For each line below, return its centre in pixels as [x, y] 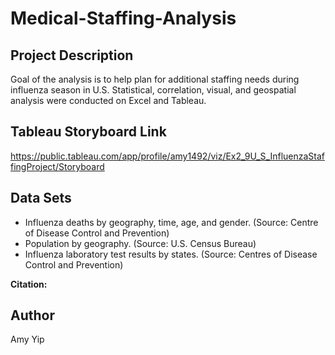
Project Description [72, 55]
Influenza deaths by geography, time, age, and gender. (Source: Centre [171, 222]
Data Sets [41, 198]
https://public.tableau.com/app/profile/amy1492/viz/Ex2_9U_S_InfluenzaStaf [167, 156]
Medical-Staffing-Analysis [123, 18]
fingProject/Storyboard [57, 166]
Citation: [29, 284]
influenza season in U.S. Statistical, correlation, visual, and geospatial [153, 90]
